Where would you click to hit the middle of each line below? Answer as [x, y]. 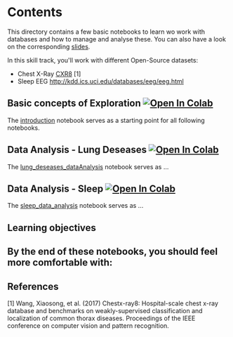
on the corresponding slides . [49, 46]
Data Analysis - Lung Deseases [77, 150]
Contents [35, 12]
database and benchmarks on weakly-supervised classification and [105, 310]
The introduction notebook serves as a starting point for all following [106, 120]
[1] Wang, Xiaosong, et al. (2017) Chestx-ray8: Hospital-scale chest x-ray [113, 303]
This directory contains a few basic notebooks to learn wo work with [106, 32]
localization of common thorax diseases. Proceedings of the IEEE [101, 318]
